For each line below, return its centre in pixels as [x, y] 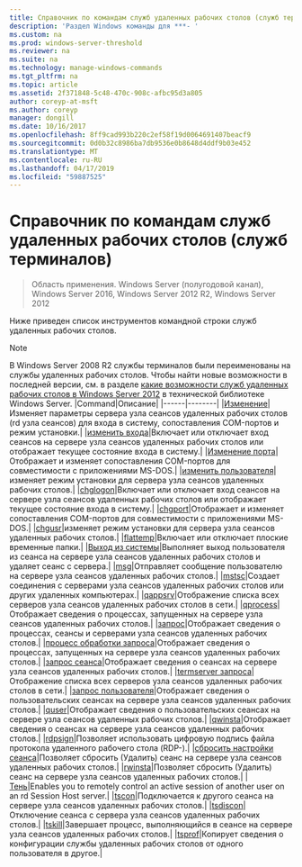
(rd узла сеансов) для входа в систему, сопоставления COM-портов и [144, 423]
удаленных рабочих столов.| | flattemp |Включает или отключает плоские [149, 537]
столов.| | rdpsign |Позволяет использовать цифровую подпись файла [142, 738]
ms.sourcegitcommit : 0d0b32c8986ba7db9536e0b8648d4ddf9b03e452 [130, 143]
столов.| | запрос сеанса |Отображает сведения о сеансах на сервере [143, 662]
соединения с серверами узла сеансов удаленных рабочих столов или [147, 585]
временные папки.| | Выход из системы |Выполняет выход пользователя [147, 547]
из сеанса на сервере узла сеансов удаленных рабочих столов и [135, 557]
